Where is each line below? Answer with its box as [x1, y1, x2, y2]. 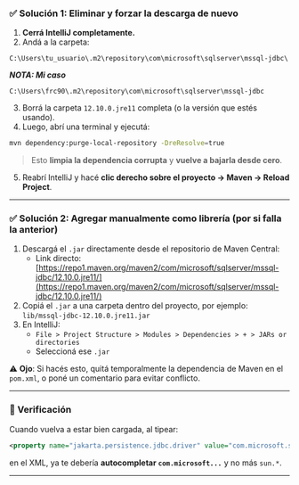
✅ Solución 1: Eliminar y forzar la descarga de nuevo [9, 7, 238, 20]
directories [35, 338, 80, 348]
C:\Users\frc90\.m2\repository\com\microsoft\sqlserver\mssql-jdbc [9, 87, 265, 96]
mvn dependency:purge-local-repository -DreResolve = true [9, 139, 225, 148]
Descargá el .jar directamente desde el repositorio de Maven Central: [21, 243, 280, 254]
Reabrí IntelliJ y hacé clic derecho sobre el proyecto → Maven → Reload [21, 172, 290, 183]
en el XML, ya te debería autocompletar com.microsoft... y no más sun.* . [9, 457, 282, 468]
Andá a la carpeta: [21, 37, 90, 47]
